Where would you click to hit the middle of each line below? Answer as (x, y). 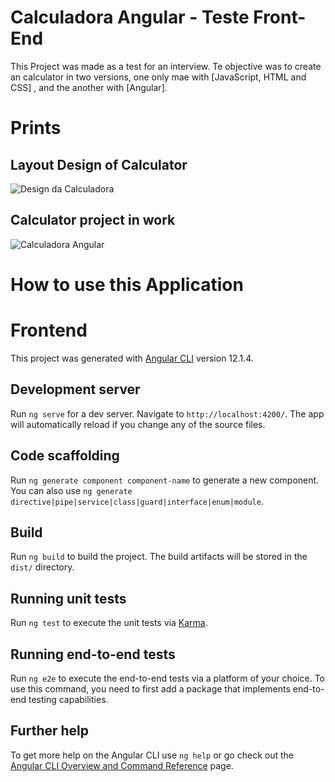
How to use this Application (127, 284)
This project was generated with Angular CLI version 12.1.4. (132, 358)
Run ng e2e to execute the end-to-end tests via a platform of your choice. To (168, 678)
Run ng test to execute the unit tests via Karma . (109, 623)
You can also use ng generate (71, 490)
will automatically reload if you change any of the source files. (138, 424)
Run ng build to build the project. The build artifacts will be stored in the (159, 557)
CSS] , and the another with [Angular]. (89, 87)
